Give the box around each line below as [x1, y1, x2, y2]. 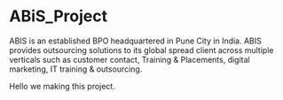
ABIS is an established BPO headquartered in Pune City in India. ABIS [9, 35, 262, 46]
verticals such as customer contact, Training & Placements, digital [9, 54, 250, 65]
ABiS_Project [9, 6, 108, 27]
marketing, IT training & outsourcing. [9, 64, 143, 74]
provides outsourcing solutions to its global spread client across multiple [9, 44, 274, 55]
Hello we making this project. [9, 81, 115, 91]
